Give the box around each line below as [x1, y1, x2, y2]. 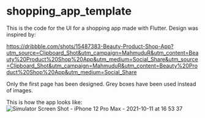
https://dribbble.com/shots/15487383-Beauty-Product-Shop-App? [6, 43, 174, 50]
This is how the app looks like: [6, 99, 83, 106]
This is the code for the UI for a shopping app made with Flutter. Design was [6, 24, 199, 32]
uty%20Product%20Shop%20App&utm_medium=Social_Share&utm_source [6, 55, 198, 63]
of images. [6, 86, 34, 94]
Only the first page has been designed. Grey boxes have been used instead [6, 80, 196, 88]
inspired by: [6, 30, 36, 38]
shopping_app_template [6, 4, 132, 18]
